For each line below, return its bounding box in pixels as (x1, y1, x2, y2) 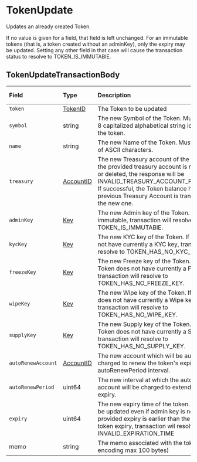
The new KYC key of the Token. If (97, 233, 189, 241)
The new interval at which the (97, 376, 179, 384)
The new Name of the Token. (97, 138, 178, 147)
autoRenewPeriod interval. (97, 366, 171, 374)
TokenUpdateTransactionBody (6, 70, 120, 80)
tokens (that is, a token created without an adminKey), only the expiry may (6, 40, 186, 47)
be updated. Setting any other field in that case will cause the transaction (6, 46, 183, 53)
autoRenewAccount (9, 359, 57, 366)
